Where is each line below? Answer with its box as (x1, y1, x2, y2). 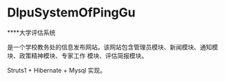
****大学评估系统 (7, 28, 56, 36)
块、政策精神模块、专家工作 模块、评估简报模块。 (7, 51, 148, 60)
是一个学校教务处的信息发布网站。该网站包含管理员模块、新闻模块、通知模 (7, 43, 218, 51)
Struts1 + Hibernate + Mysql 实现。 (7, 66, 107, 74)
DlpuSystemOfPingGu (7, 5, 136, 21)
